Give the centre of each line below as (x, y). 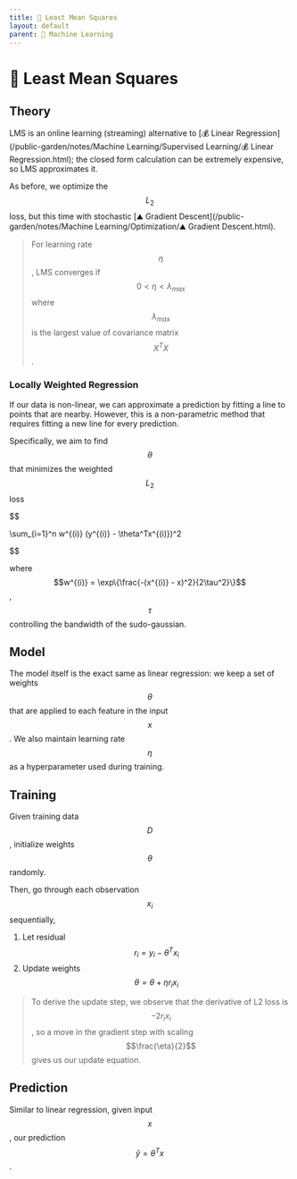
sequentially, (33, 919)
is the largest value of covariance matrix (105, 333)
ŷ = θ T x (150, 1152)
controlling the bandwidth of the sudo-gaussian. (98, 624)
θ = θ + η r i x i (157, 984)
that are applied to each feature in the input (89, 711)
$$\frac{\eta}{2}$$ (161, 1046)
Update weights (51, 968)
